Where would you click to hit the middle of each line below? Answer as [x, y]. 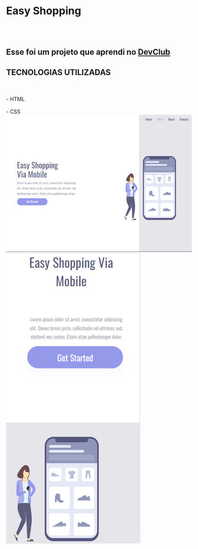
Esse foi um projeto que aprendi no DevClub [88, 52]
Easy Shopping [44, 11]
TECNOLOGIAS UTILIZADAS [58, 72]
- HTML [16, 99]
